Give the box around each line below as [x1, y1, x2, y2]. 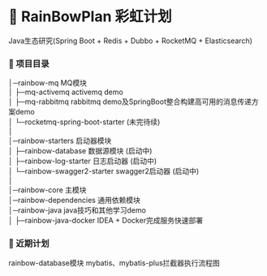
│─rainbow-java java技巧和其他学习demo [8, 205, 146, 215]
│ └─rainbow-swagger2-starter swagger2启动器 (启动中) [8, 166, 200, 176]
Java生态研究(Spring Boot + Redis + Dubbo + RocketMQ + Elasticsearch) [8, 36, 253, 45]
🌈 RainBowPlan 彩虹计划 [8, 7, 172, 26]
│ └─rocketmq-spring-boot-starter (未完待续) [8, 117, 161, 127]
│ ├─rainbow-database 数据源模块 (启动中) [8, 146, 153, 156]
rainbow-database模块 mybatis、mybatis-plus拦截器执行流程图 [8, 257, 221, 268]
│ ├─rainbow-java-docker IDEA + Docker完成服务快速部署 [8, 216, 204, 226]
